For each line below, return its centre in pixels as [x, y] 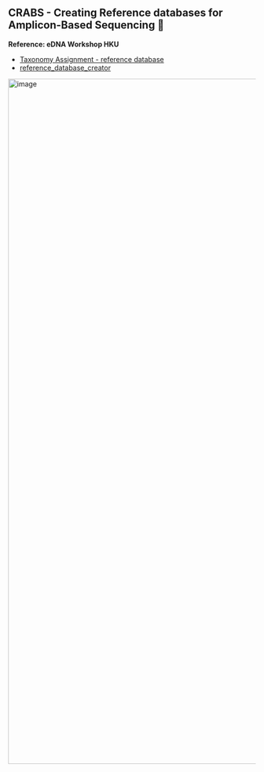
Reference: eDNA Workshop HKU [64, 44]
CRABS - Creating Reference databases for [115, 13]
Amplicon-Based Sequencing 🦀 [86, 26]
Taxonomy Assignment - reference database [92, 59]
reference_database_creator [65, 68]
